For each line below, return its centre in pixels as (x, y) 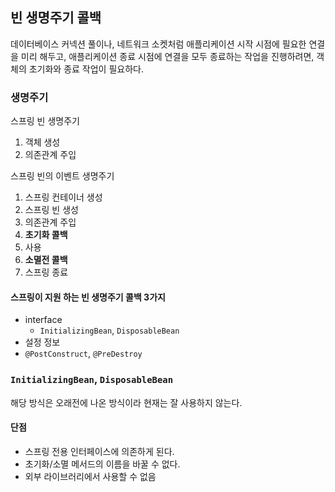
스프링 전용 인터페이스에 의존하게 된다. (99, 451)
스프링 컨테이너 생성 (63, 197)
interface (43, 320)
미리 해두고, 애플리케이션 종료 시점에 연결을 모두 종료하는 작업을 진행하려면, (167, 56)
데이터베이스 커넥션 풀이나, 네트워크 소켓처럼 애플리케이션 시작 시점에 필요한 (158, 44)
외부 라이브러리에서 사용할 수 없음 (90, 476)
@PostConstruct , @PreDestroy (83, 354)
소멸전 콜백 (46, 260)
